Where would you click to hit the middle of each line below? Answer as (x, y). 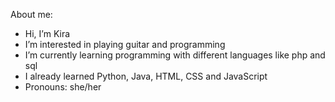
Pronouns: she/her (63, 87)
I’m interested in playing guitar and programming (125, 44)
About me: (31, 14)
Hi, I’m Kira (47, 33)
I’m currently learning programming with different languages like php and (175, 55)
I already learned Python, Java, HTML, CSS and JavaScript (146, 76)
